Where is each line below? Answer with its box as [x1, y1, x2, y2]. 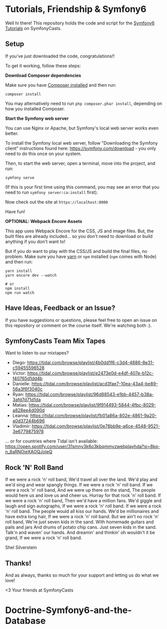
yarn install [5, 268, 32, 273]
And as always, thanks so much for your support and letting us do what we [5, 572, 159, 578]
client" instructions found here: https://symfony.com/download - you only [5, 145, 156, 151]
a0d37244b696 [12, 418, 45, 424]
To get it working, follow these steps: [5, 62, 81, 68]
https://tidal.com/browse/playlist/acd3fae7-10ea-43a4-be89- [31, 381, 158, 387]
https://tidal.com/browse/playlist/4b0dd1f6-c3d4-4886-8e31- [27, 360, 155, 366]
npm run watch [5, 290, 35, 295]
